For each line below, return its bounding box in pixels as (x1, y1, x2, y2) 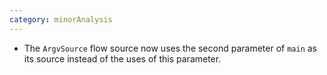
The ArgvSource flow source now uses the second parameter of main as (23, 42, 318, 54)
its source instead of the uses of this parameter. (23, 52, 222, 65)
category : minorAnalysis (9, 14, 113, 25)
